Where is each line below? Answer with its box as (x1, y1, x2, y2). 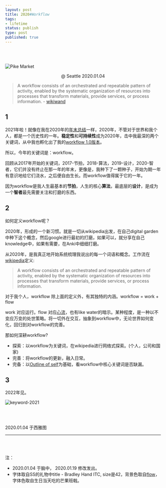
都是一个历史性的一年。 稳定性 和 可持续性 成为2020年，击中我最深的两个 (13, 132, 159, 139)
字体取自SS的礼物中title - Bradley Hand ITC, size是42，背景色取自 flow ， (12, 472, 160, 478)
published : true (5, 35, 39, 40)
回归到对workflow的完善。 (13, 321, 68, 327)
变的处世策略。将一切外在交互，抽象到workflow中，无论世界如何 (18, 315, 150, 321)
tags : (5, 16, 16, 21)
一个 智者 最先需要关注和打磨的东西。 (5, 189, 79, 195)
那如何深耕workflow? (5, 332, 48, 338)
